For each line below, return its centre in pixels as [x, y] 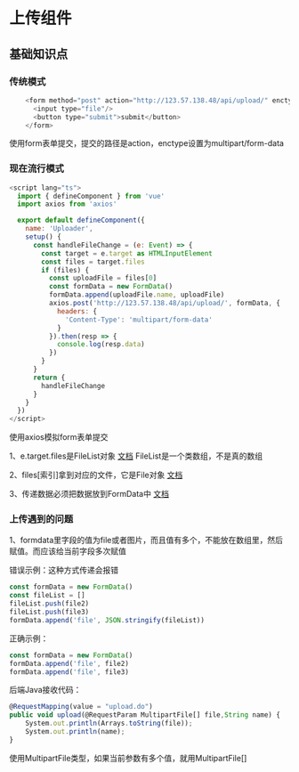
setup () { [44, 237]
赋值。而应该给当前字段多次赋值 [68, 551]
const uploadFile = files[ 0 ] [103, 278]
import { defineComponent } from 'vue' [91, 196]
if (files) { [65, 270]
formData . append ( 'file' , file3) [69, 672]
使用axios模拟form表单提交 [59, 437]
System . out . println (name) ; [75, 732]
